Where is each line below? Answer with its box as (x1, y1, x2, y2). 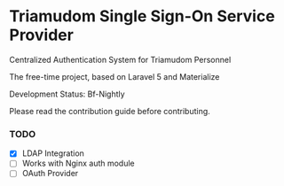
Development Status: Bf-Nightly (9, 89, 126, 99)
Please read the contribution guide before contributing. (9, 105, 210, 116)
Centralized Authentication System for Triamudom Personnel (9, 54, 232, 65)
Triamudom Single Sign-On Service (9, 6, 275, 27)
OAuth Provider (21, 168, 79, 179)
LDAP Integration (21, 148, 84, 159)
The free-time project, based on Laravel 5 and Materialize (9, 71, 220, 81)
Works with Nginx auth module (21, 158, 135, 169)
